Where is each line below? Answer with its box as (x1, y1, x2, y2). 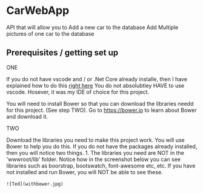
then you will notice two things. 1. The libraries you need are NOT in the (6, 149, 185, 156)
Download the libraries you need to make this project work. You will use (6, 136, 185, 143)
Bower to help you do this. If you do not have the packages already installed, (6, 143, 198, 150)
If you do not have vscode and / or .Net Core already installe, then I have (6, 75, 188, 82)
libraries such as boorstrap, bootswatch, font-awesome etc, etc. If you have (6, 162, 196, 169)
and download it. (6, 113, 48, 120)
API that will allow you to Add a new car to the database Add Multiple (6, 24, 179, 31)
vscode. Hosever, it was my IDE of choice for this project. (6, 88, 150, 96)
